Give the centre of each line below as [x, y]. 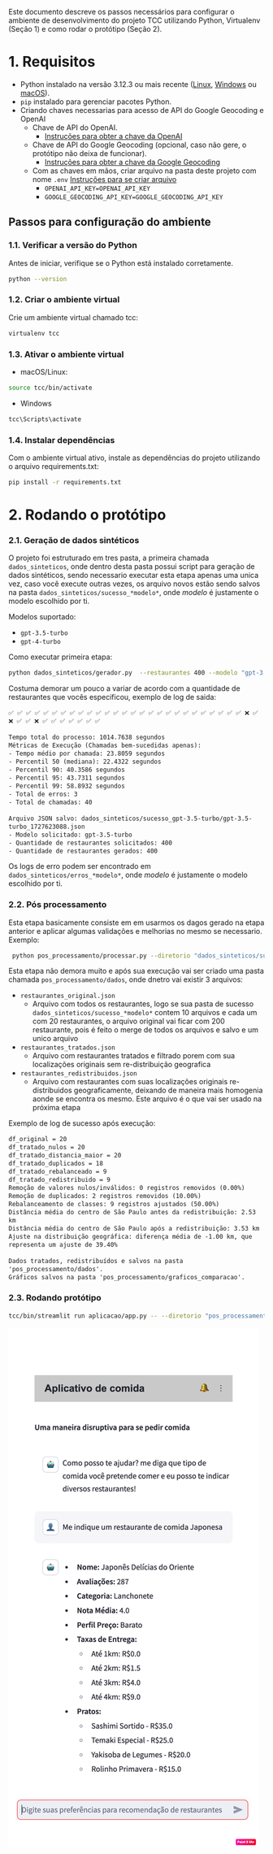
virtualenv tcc [34, 333]
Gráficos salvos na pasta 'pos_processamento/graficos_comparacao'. [127, 1278]
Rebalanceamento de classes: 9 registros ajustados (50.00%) [114, 1205]
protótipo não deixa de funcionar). [90, 153]
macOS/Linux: [44, 371]
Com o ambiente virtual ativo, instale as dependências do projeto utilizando [134, 458]
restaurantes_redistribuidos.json [78, 1074]
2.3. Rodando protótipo [55, 1298]
